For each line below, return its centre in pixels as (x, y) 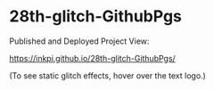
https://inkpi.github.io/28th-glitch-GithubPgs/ (92, 58)
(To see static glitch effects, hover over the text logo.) (108, 75)
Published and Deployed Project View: (79, 41)
